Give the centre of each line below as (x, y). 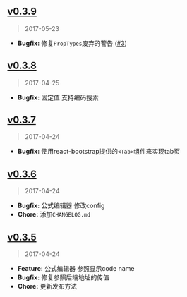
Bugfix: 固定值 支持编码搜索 (58, 97)
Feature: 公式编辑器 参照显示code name (76, 269)
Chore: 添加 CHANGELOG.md (54, 214)
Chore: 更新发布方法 (47, 286)
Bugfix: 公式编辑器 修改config (61, 206)
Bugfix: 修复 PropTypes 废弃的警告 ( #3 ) (72, 43)
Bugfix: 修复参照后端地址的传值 (63, 277)
